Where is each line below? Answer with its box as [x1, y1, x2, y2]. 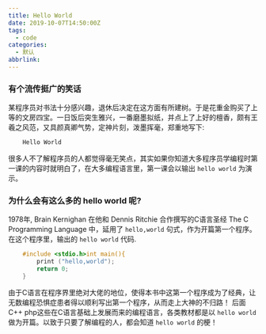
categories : [8, 41, 47, 49]
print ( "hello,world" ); [36, 258, 115, 266]
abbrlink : [8, 56, 41, 64]
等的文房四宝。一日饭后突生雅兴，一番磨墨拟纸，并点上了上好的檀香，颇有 [8, 112, 251, 123]
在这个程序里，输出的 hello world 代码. [8, 234, 137, 244]
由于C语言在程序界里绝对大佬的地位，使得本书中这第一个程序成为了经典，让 [8, 287, 256, 297]
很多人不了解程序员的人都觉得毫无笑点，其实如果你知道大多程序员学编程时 [8, 154, 251, 163]
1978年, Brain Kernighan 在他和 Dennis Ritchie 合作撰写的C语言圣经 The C [8, 214, 249, 224]
